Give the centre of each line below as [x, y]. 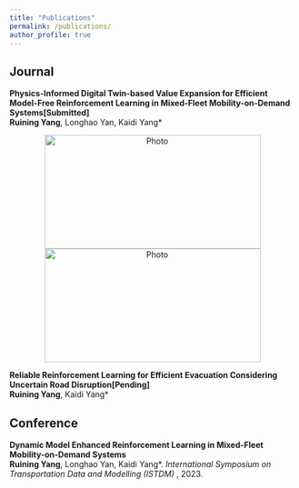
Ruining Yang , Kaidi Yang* [59, 394]
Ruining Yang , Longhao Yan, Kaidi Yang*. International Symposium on [140, 464]
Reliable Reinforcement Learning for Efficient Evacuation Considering [144, 375]
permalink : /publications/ [60, 26]
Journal [32, 71]
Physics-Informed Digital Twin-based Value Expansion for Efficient [139, 94]
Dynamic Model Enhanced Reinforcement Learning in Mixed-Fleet [136, 445]
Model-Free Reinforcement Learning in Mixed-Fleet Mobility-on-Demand [150, 103]
